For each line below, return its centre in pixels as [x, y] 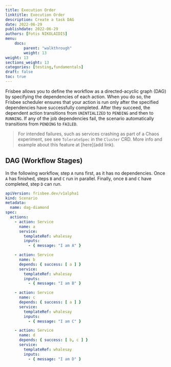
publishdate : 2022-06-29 [32, 29]
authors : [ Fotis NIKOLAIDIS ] [36, 34]
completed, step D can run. [34, 184]
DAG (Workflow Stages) [44, 161]
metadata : [16, 203]
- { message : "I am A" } [55, 246]
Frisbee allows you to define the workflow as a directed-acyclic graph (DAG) [86, 91]
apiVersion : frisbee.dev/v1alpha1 [42, 193]
